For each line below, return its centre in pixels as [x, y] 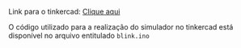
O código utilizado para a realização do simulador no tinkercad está [121, 27]
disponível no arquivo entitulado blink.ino [79, 36]
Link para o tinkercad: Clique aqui [64, 12]
